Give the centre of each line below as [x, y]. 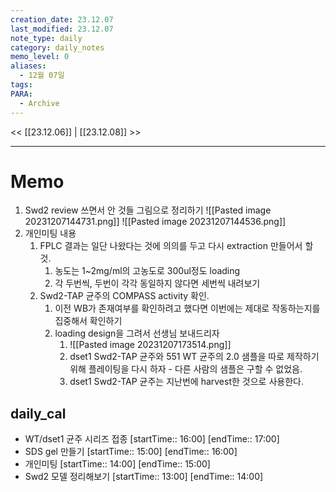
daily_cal [38, 413]
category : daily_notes [57, 47]
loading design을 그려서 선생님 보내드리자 [137, 333]
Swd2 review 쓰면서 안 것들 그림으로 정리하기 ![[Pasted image [148, 210]
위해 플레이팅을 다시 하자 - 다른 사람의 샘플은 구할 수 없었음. [186, 369]
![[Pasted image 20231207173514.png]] [150, 345]
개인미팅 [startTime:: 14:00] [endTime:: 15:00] [117, 464]
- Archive [39, 103]
